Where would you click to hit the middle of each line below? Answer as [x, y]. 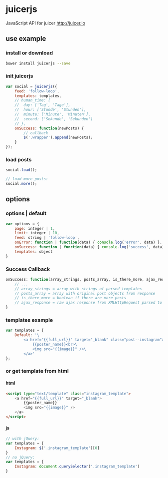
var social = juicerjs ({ [31, 86]
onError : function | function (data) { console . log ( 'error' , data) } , [88, 242]
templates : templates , [38, 96]
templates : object [34, 251]
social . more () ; [21, 184]
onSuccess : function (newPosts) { [49, 128]
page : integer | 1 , [35, 228]
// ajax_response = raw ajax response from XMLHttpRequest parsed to [88, 303]
